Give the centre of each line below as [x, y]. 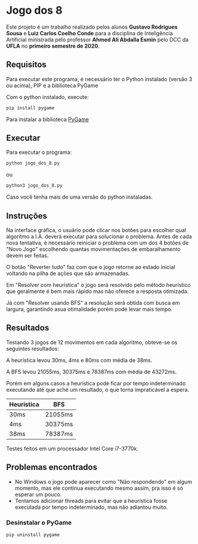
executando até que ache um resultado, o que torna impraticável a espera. [98, 390]
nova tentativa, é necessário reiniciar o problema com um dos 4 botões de [98, 243]
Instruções [27, 216]
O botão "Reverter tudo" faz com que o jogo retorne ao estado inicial [91, 267]
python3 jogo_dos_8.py [34, 186]
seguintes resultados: [33, 348]
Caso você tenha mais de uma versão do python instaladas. [80, 197]
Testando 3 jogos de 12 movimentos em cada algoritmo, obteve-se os [92, 342]
